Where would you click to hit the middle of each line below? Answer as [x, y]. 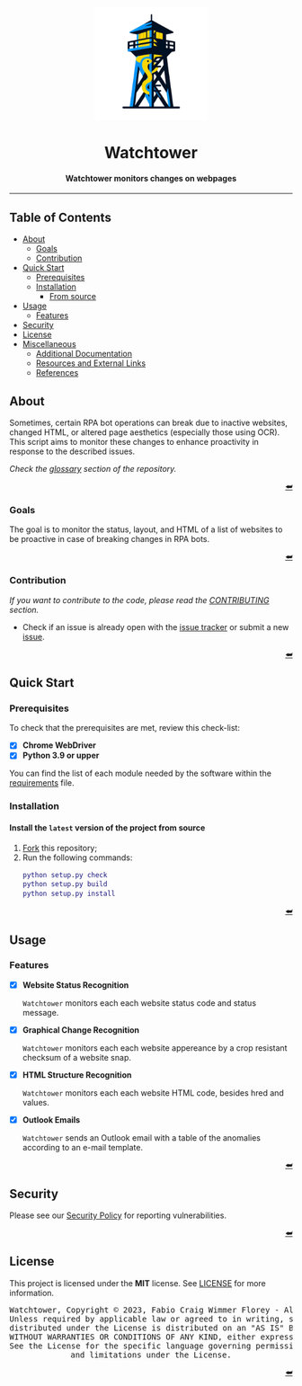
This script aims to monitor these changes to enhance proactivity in [134, 442]
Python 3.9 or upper [61, 755]
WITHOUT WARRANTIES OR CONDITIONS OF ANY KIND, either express [151, 1337]
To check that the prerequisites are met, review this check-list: [125, 728]
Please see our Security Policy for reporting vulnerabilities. [118, 1215]
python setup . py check [65, 875]
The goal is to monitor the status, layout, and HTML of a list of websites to [146, 529]
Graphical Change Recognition [81, 1030]
